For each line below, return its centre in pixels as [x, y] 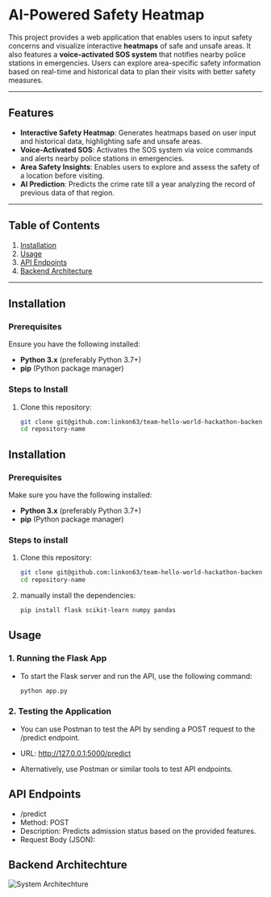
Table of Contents [54, 226]
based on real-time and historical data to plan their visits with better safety [132, 71]
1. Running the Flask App [58, 658]
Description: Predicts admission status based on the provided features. [138, 831]
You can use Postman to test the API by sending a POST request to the [138, 729]
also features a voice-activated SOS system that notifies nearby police [127, 54]
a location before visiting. [62, 175]
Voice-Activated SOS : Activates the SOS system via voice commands [136, 149]
